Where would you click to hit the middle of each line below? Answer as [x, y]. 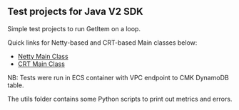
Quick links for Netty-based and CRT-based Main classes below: [102, 43]
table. [16, 85]
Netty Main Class [43, 56]
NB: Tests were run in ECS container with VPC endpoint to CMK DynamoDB [118, 77]
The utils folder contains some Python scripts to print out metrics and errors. [120, 99]
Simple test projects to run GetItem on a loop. [74, 28]
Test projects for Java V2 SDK [76, 12]
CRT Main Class [41, 64]
